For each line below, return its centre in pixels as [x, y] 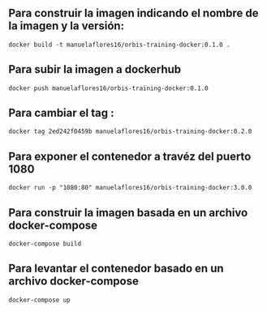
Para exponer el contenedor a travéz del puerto [130, 156]
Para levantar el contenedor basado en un [116, 269]
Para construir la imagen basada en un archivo [128, 213]
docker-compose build [45, 244]
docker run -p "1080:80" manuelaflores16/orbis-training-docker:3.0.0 [130, 188]
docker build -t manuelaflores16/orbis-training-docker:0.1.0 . [119, 45]
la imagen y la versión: [66, 26]
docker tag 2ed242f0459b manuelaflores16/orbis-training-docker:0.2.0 [130, 132]
